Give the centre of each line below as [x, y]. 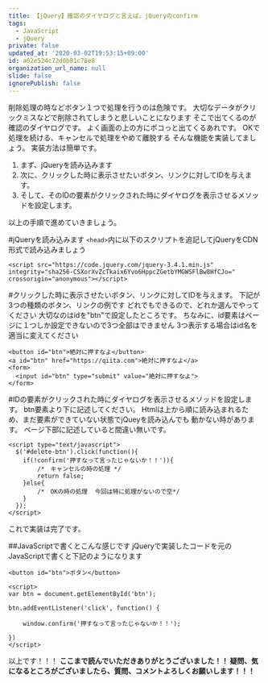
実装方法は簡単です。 [66, 148]
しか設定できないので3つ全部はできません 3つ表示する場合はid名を [146, 325]
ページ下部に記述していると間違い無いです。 [97, 429]
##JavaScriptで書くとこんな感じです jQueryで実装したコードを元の [120, 546]
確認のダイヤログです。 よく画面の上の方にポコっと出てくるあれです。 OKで [134, 127]
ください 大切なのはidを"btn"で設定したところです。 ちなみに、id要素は [127, 314]
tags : [17, 23]
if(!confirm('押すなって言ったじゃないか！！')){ [99, 460]
